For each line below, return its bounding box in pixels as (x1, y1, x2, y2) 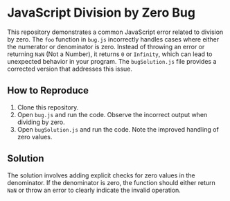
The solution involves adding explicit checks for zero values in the (7, 171, 195, 180)
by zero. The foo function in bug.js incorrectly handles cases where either (7, 35, 220, 43)
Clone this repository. (17, 103, 79, 112)
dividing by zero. (17, 118, 66, 126)
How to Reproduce (7, 85, 89, 96)
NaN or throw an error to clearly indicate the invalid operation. (7, 186, 182, 194)
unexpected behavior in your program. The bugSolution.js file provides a (7, 57, 217, 65)
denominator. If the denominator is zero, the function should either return (7, 178, 216, 186)
